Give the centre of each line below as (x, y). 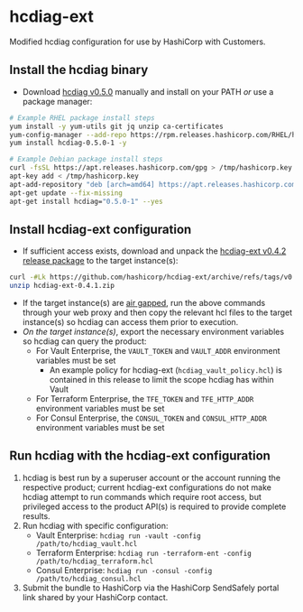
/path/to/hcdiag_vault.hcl (87, 543)
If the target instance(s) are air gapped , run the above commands (144, 303)
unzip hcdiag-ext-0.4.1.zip (62, 286)
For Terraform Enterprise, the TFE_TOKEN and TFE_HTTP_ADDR (145, 399)
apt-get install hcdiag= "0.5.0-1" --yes (87, 201)
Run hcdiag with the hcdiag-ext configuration (140, 456)
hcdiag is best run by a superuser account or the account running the (151, 478)
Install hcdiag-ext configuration (101, 229)
